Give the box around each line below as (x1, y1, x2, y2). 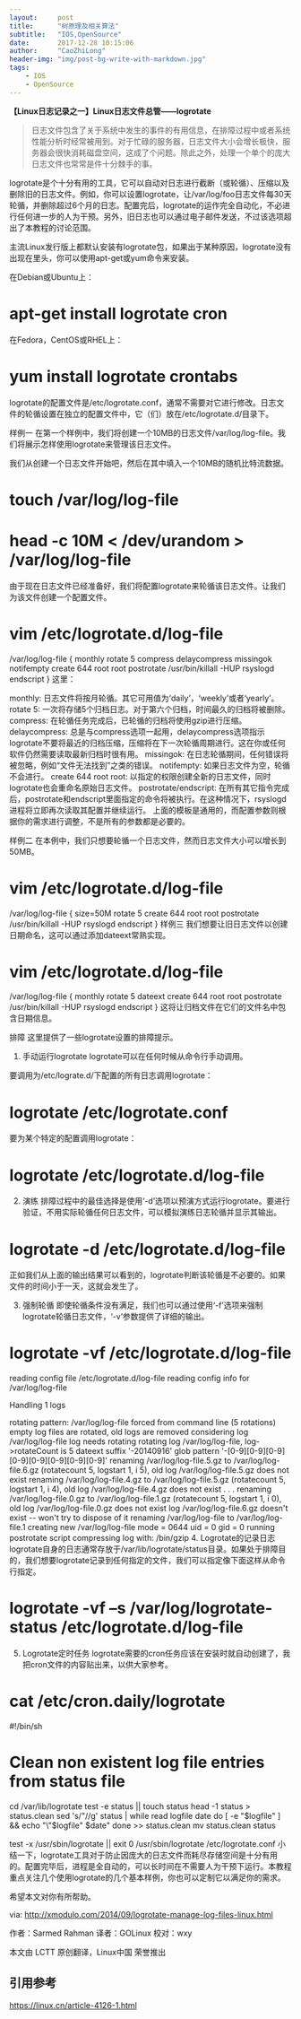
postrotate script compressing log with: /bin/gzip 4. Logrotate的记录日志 (9, 1533, 276, 1544)
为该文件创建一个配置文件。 (9, 591, 112, 602)
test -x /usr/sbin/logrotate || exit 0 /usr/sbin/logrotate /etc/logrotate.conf (9, 1839, 276, 1849)
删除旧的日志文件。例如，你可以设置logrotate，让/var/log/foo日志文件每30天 (9, 188, 292, 199)
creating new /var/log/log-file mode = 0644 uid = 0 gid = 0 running (27, 1522, 275, 1533)
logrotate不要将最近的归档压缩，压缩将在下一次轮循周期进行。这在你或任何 (9, 737, 286, 748)
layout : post (9, 13, 74, 22)
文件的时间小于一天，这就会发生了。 (9, 1281, 143, 1292)
